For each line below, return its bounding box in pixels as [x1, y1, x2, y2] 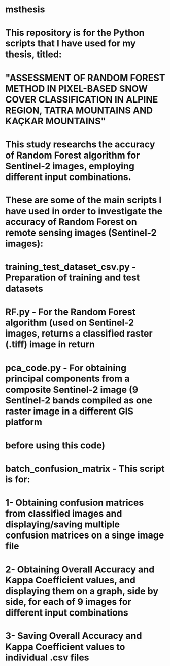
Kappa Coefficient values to [5, 641, 125, 653]
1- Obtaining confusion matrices [5, 497, 144, 508]
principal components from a [5, 373, 130, 385]
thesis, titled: [5, 48, 62, 60]
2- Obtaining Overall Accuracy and [5, 563, 155, 575]
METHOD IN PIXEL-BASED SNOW [5, 83, 148, 94]
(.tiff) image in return [5, 339, 95, 350]
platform [5, 416, 42, 428]
